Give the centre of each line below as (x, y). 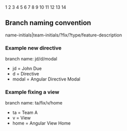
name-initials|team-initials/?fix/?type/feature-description (64, 35)
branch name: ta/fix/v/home (34, 103)
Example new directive (33, 48)
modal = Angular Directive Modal (46, 79)
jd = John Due (27, 68)
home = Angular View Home (41, 123)
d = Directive (25, 74)
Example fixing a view (32, 92)
